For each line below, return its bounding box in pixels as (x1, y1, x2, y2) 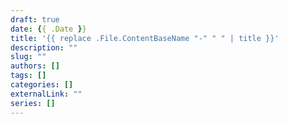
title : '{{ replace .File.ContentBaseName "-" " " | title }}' (10, 33, 280, 43)
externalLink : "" (10, 89, 83, 99)
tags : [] (10, 71, 47, 81)
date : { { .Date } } (10, 24, 87, 34)
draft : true (10, 14, 60, 25)
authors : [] (10, 61, 60, 71)
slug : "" (10, 52, 47, 62)
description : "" (10, 42, 78, 53)
